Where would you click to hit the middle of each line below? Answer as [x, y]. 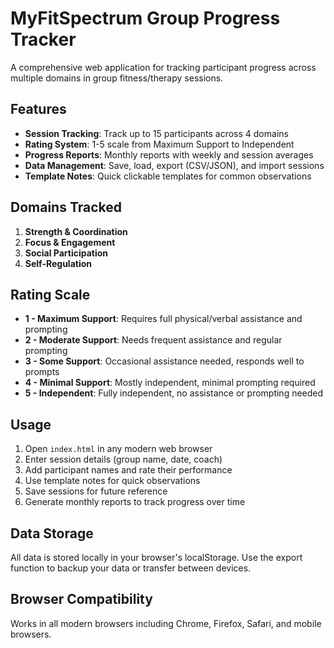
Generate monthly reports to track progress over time [135, 502]
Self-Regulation [58, 263]
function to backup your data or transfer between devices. [131, 568]
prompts [42, 372]
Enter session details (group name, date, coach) [123, 459]
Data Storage [52, 533]
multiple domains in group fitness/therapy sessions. [117, 78]
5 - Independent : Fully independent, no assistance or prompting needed [174, 393]
